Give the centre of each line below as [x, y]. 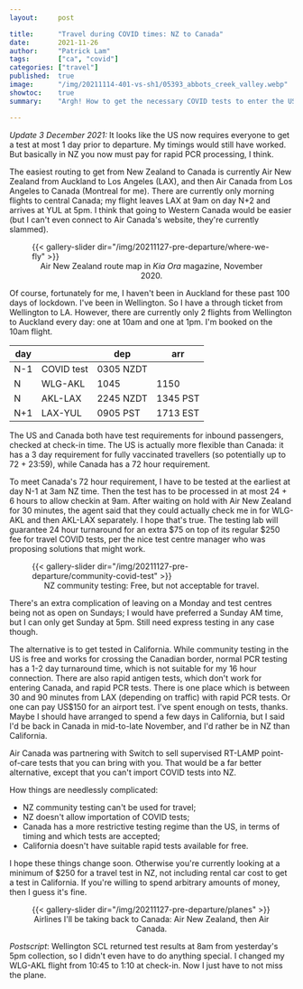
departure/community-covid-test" [95, 575]
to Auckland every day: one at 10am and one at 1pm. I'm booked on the [141, 322]
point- [272, 753]
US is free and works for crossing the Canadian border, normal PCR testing [148, 658]
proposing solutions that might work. [78, 548]
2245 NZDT [122, 398]
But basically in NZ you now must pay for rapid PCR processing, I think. [142, 154]
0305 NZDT [122, 369]
